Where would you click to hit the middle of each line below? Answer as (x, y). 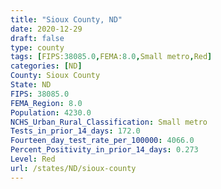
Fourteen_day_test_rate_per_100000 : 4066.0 (102, 141)
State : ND (31, 85)
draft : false (37, 38)
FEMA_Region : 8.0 (46, 103)
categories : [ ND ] (46, 66)
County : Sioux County (55, 76)
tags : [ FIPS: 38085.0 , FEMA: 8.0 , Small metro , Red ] (111, 57)
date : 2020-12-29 (46, 29)
